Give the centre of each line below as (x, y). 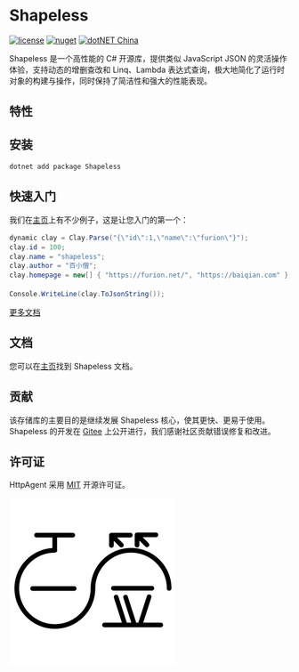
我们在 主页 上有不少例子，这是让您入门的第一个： (99, 220)
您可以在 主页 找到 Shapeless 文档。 (73, 366)
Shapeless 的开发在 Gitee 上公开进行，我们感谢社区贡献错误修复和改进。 (142, 431)
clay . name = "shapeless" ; (57, 256)
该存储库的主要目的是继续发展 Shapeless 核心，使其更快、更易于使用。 (140, 420)
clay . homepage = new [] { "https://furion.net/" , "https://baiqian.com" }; (151, 275)
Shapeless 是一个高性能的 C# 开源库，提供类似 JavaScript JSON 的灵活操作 (148, 58)
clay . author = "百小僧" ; (53, 266)
